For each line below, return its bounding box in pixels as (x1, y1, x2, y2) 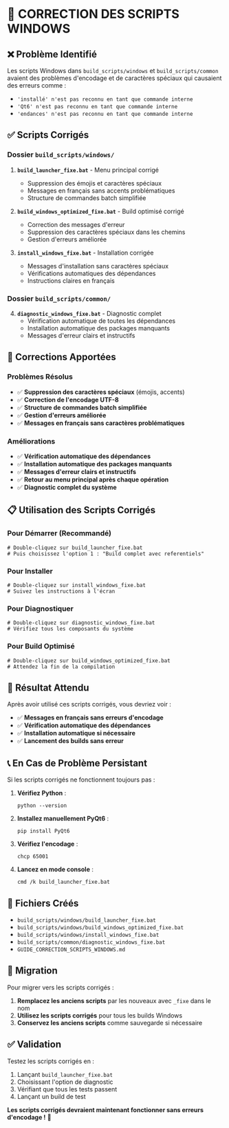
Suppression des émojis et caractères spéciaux (27, 179, 162, 187)
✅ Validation (7, 1038, 62, 1051)
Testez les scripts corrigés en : (7, 1057, 95, 1065)
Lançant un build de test (17, 1092, 86, 1100)
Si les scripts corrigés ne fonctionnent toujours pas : (7, 775, 155, 784)
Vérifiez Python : (17, 789, 67, 798)
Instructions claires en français (27, 276, 116, 285)
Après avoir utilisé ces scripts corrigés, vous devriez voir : (7, 700, 172, 709)
